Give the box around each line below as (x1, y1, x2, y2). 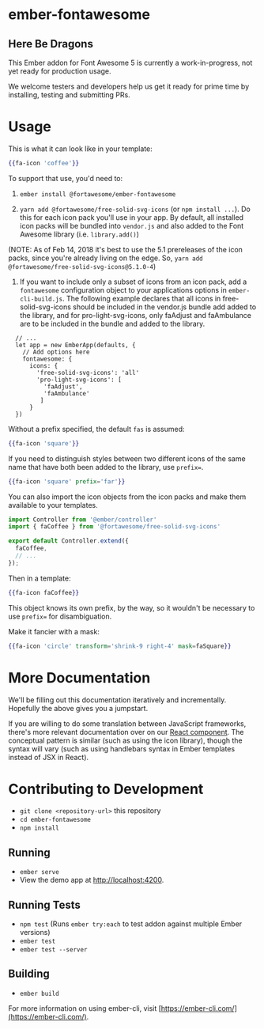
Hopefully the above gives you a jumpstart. (8, 703, 149, 713)
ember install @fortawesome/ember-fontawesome (19, 190, 176, 199)
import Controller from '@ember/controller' (8, 516, 157, 524)
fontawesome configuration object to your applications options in (19, 285, 227, 294)
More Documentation (8, 668, 151, 687)
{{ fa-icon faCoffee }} (8, 588, 80, 596)
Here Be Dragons (8, 37, 93, 51)
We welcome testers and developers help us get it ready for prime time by (8, 81, 250, 91)
